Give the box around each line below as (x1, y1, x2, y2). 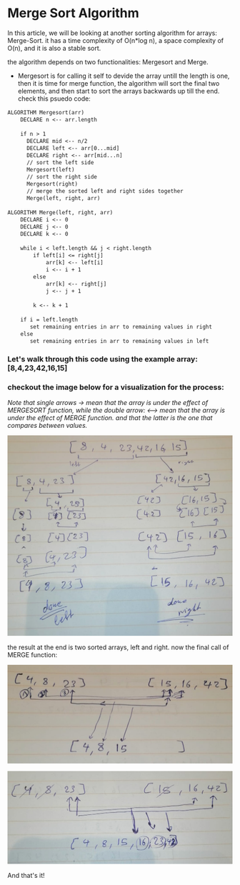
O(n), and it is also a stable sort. (7, 44, 101, 52)
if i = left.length (20, 316, 79, 323)
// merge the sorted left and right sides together (26, 187, 184, 194)
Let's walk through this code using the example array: (7, 354, 198, 364)
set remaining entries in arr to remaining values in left (29, 337, 209, 344)
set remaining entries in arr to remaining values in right (29, 323, 213, 330)
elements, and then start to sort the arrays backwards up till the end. (17, 86, 220, 95)
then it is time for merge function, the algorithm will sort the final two (17, 79, 220, 87)
